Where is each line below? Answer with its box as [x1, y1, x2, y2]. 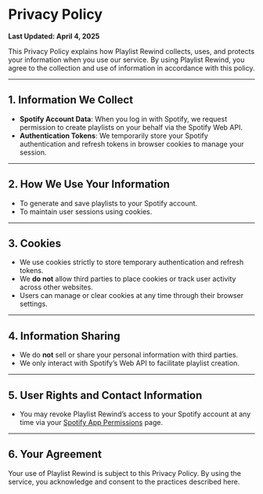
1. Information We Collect [8, 93, 134, 107]
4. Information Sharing [8, 329, 121, 343]
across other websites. [19, 282, 94, 292]
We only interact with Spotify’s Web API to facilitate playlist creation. [19, 358, 240, 368]
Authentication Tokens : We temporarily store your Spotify [19, 131, 209, 140]
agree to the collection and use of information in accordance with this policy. [8, 63, 255, 72]
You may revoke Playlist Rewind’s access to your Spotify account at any [19, 409, 251, 419]
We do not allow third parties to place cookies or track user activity [19, 274, 236, 284]
